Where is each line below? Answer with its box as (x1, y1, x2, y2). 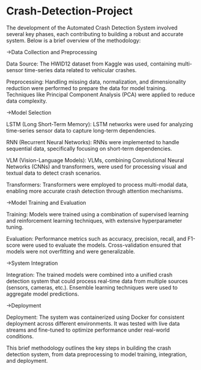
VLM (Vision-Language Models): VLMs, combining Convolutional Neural (6, 156, 184, 163)
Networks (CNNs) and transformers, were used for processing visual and (6, 163, 187, 170)
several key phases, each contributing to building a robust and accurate (6, 30, 184, 37)
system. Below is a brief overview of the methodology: (6, 37, 141, 44)
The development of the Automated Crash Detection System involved (6, 24, 178, 31)
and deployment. (6, 357, 48, 364)
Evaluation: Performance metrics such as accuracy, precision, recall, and (6, 235, 187, 242)
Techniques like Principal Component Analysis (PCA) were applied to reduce (6, 91, 195, 98)
